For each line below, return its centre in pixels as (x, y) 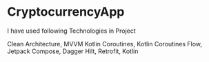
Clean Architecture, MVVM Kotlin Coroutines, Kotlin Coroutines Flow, (104, 44)
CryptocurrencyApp (66, 12)
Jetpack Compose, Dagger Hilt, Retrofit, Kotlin (73, 51)
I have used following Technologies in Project (71, 31)
